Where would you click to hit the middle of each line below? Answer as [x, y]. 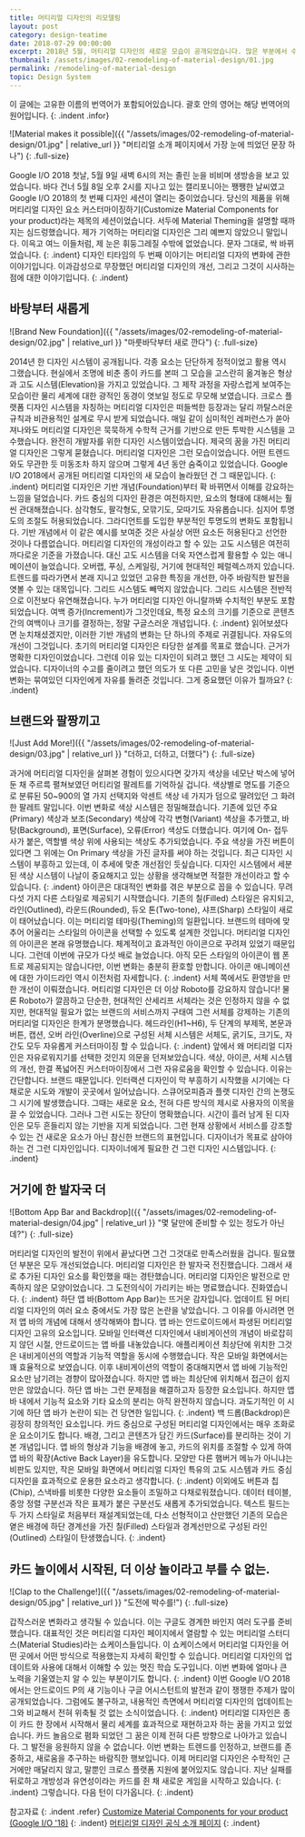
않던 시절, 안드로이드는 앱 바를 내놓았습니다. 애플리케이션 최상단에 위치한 [147, 1345]
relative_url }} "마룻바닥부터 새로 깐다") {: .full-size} [165, 342]
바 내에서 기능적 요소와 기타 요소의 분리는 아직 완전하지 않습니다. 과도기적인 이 [148, 1401]
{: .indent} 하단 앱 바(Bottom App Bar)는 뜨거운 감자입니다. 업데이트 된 [147, 1299]
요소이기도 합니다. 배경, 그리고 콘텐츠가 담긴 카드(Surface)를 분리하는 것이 [150, 1435]
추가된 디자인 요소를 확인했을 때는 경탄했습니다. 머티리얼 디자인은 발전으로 [150, 1276]
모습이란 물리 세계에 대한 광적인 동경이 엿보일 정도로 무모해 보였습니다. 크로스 [146, 396]
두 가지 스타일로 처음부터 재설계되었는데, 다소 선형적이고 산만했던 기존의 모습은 [149, 1515]
